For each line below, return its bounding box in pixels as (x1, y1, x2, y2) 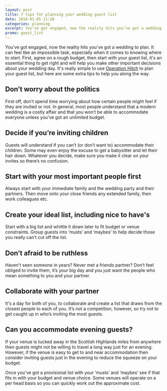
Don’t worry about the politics (5, 85, 100, 94)
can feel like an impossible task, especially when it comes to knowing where (5, 49, 162, 55)
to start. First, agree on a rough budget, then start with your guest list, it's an (5, 55, 162, 60)
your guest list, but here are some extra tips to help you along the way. (5, 71, 150, 76)
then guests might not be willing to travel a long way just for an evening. (5, 344, 153, 350)
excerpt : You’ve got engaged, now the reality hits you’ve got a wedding (5, 26, 162, 31)
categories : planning (5, 21, 50, 26)
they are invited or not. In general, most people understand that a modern (5, 103, 156, 110)
